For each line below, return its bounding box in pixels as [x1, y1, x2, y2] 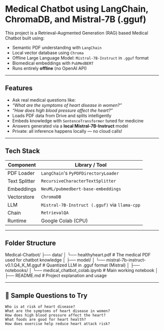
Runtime [7, 217, 27, 224]
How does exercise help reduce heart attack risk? [5, 321, 110, 327]
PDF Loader [7, 169, 35, 176]
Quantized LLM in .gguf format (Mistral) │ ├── [46, 262, 140, 268]
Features [5, 84, 33, 92]
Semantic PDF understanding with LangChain [12, 44, 102, 50]
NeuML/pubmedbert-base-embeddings [41, 186, 121, 191]
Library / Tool [75, 161, 107, 168]
